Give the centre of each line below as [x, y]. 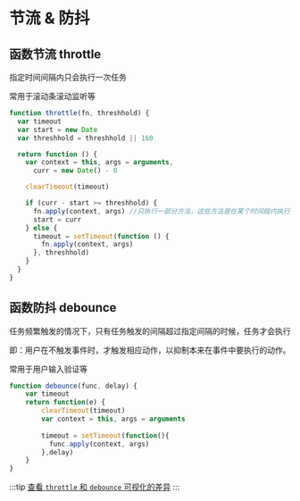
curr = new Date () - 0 [75, 171]
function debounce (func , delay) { [74, 386]
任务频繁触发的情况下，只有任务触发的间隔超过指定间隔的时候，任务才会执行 [150, 330]
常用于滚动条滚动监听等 [52, 96]
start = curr [57, 220]
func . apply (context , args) [99, 444]
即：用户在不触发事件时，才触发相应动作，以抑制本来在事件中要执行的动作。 [150, 350]
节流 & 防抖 [50, 18]
